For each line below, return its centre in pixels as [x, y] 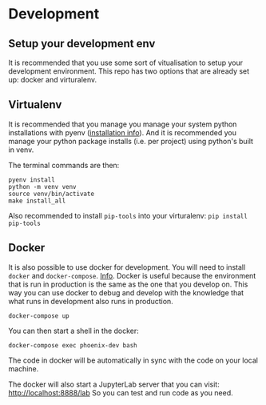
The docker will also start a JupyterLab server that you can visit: [114, 384]
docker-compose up [39, 316]
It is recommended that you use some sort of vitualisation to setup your [126, 62]
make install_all [37, 201]
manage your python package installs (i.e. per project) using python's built [131, 141]
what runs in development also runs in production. [91, 301]
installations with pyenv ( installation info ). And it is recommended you [123, 132]
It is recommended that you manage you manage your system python [123, 124]
